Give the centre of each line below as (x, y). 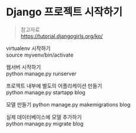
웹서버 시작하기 (24, 67)
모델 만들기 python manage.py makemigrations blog (68, 104)
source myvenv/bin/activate (40, 55)
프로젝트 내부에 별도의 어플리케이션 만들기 (54, 85)
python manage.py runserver (41, 74)
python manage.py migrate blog (45, 124)
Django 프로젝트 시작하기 (64, 12)
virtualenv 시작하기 (29, 48)
